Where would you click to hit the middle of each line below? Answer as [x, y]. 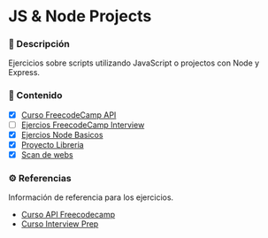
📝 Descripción [39, 44]
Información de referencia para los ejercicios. [91, 197]
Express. [24, 73]
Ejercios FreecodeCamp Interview [83, 125]
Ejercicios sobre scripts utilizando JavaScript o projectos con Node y [134, 63]
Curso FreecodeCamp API [69, 115]
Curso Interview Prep [60, 224]
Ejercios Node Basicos [62, 134]
